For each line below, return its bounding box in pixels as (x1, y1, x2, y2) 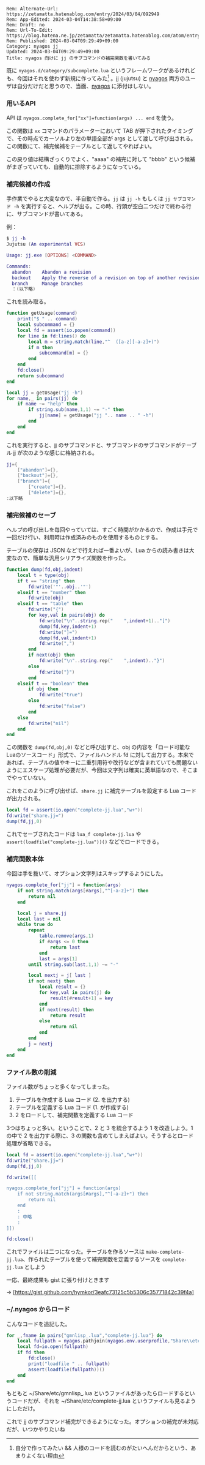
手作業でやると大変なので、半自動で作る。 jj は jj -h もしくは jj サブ (6, 195, 182, 202)
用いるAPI (6, 99, 36, 107)
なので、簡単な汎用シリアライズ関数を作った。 (11, 554, 129, 562)
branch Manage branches (12, 281, 84, 287)
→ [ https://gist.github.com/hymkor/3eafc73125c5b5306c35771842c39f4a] (6, 1289, 194, 1296)
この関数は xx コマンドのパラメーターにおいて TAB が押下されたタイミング (6, 127, 193, 134)
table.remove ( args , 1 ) (38, 933, 95, 940)
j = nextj (28, 1041, 53, 1047)
